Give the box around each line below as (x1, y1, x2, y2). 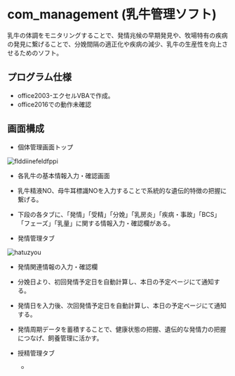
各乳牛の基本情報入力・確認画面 (17, 171, 110, 180)
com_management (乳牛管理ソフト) (7, 6, 217, 23)
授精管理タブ (17, 349, 55, 357)
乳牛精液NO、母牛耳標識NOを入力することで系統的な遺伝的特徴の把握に (17, 186, 227, 194)
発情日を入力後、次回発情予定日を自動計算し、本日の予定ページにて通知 (17, 301, 227, 310)
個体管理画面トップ (17, 142, 74, 151)
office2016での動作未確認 (17, 100, 92, 108)
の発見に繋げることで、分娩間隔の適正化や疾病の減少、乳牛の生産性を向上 (7, 39, 222, 48)
